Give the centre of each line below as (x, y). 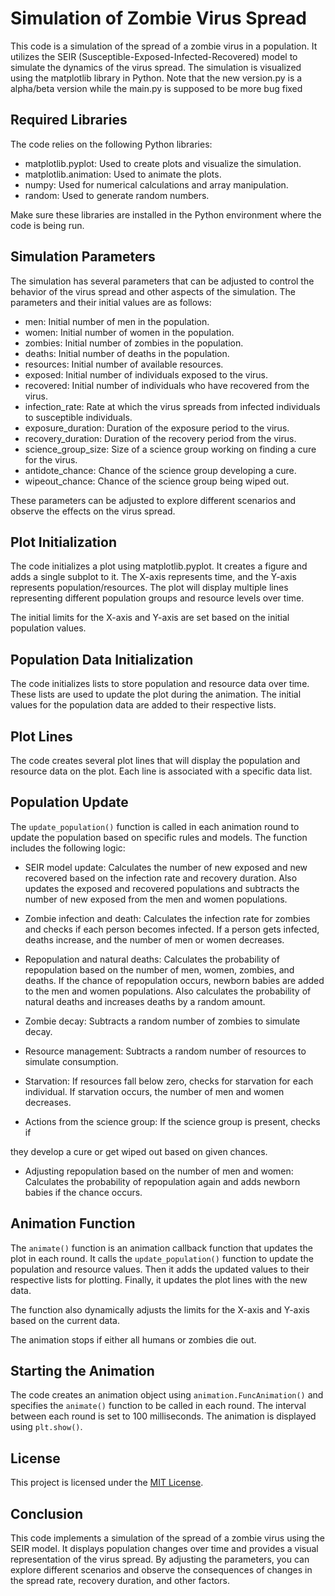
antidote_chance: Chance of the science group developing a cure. (160, 470)
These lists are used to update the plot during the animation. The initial (156, 694)
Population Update (69, 802)
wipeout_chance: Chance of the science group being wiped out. (157, 481)
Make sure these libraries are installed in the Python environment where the (166, 214)
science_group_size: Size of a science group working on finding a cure (170, 449)
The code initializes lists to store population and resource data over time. (160, 684)
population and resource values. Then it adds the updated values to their (160, 1269)
